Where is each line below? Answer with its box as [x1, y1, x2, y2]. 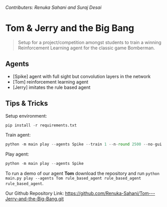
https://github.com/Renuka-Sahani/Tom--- [65, 190, 155, 197]
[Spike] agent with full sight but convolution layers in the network [12, 73, 151, 79]
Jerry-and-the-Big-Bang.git [5, 196, 64, 202]
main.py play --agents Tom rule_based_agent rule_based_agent [5, 176, 141, 181]
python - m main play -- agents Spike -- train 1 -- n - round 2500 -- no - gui [5, 142, 162, 147]
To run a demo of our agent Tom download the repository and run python [5, 171, 160, 177]
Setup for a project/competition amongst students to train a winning [17, 39, 162, 45]
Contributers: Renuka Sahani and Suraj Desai [5, 5, 102, 10]
